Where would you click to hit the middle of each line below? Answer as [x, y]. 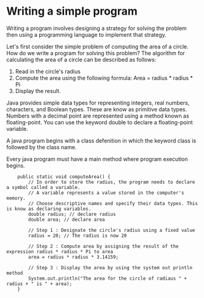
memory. [16, 198]
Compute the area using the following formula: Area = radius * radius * [104, 78]
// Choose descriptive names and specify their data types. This [113, 203]
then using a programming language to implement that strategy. [86, 34]
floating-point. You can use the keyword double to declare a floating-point [100, 122]
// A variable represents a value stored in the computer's [106, 193]
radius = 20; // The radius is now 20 [78, 236]
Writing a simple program [72, 11]
